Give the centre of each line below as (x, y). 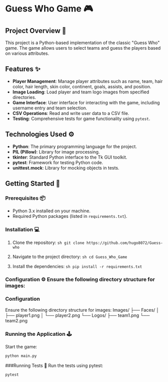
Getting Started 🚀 (33, 183)
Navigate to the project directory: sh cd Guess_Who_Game (70, 257)
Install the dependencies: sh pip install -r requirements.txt (77, 266)
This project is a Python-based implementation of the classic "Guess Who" (82, 43)
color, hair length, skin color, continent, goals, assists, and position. (82, 86)
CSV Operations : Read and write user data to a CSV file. (71, 113)
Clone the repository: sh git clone (48, 242)
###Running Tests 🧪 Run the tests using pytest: (54, 365)
